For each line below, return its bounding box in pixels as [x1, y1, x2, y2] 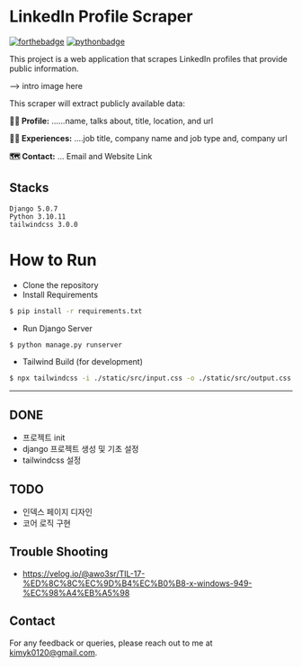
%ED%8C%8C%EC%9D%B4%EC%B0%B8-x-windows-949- [22, 578, 253, 589]
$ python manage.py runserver [9, 340, 123, 349]
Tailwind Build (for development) [22, 356, 144, 367]
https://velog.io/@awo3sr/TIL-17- [22, 568, 146, 579]
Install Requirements [22, 289, 99, 300]
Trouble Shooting [9, 545, 109, 560]
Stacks [9, 180, 49, 195]
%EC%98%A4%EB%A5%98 [22, 587, 130, 598]
